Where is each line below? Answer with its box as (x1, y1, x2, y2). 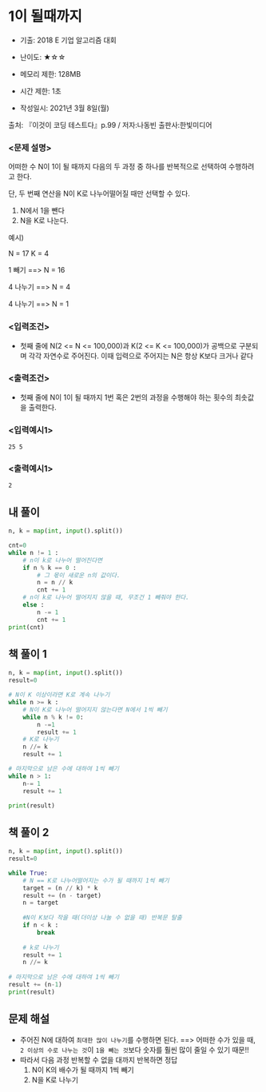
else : (22, 601, 45, 609)
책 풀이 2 (8, 825, 50, 839)
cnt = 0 (8, 541, 26, 550)
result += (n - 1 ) (8, 981, 62, 989)
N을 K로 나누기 (31, 1074, 78, 1084)
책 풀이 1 (8, 648, 47, 660)
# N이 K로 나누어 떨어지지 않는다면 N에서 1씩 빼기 (22, 705, 168, 714)
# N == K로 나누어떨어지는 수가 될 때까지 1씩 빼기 (22, 876, 169, 884)
